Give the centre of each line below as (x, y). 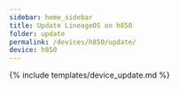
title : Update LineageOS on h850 (71, 26)
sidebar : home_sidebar (51, 17)
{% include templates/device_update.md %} (90, 75)
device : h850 (33, 50)
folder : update (37, 33)
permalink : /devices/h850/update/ (73, 42)
